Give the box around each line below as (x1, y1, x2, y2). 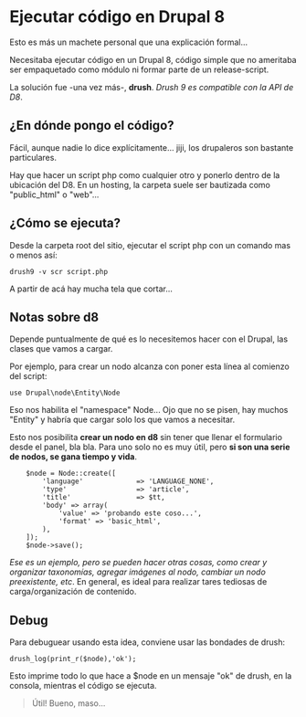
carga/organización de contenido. (9, 586, 137, 597)
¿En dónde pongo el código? (9, 118, 175, 133)
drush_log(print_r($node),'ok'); (9, 655, 137, 664)
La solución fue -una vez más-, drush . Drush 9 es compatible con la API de (9, 81, 294, 92)
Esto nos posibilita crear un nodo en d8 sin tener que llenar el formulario (9, 432, 283, 443)
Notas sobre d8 (9, 309, 99, 325)
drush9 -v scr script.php (9, 267, 108, 276)
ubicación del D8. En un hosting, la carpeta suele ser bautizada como (9, 179, 271, 190)
